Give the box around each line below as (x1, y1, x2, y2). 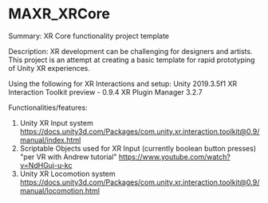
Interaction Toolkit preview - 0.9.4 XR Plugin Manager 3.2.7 (8, 87, 203, 96)
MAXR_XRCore (8, 5, 110, 23)
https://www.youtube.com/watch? (118, 152, 231, 162)
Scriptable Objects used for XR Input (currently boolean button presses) (19, 143, 257, 153)
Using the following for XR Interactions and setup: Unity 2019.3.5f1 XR (8, 79, 238, 88)
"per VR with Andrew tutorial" (19, 152, 117, 162)
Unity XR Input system (19, 118, 93, 127)
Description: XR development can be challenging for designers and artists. (8, 46, 253, 56)
